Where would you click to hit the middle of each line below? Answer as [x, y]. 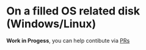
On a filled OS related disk [73, 11]
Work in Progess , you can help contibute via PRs [68, 40]
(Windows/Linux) [51, 24]
